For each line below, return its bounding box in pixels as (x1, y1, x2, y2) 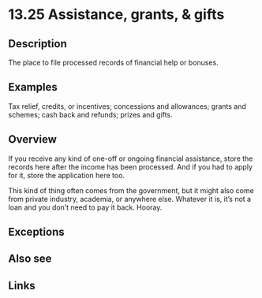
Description (8, 37, 67, 50)
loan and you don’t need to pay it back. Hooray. (8, 203, 163, 212)
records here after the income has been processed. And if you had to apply (8, 162, 253, 171)
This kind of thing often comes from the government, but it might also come (8, 185, 254, 195)
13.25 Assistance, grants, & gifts (8, 6, 225, 24)
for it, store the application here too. (8, 170, 125, 180)
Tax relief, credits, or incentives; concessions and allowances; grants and (8, 101, 247, 111)
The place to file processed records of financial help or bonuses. (8, 58, 219, 67)
